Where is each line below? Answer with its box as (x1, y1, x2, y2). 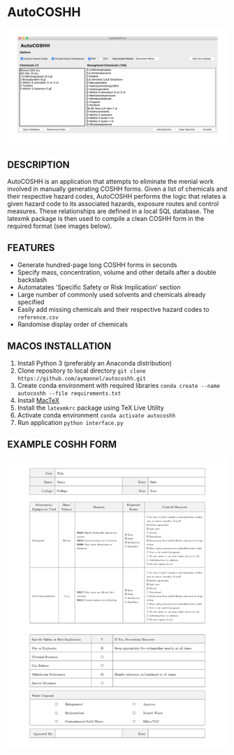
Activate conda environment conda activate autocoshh (17, 410, 176, 419)
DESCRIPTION (7, 159, 70, 171)
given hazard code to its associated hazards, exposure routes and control (7, 199, 219, 208)
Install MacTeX (17, 396, 60, 404)
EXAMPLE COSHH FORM (7, 438, 117, 450)
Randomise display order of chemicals (17, 319, 128, 329)
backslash (17, 275, 47, 284)
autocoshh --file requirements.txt (17, 389, 122, 397)
